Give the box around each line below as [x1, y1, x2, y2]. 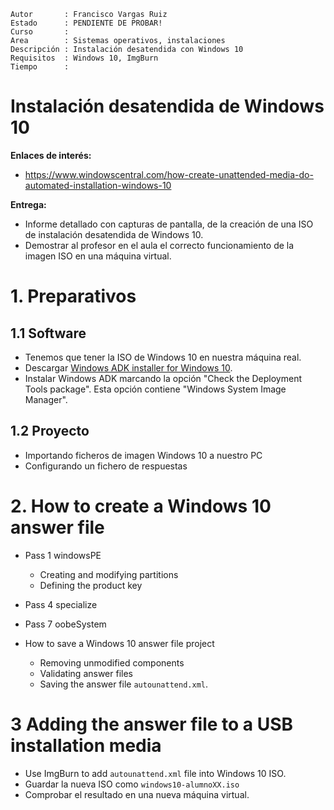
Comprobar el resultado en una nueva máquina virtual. [24, 788, 250, 800]
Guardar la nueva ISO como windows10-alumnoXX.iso [24, 778, 240, 790]
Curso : [10, 27, 70, 37]
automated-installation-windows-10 [24, 179, 172, 191]
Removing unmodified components [39, 656, 185, 669]
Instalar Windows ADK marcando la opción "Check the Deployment [24, 372, 302, 384]
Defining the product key [39, 579, 143, 591]
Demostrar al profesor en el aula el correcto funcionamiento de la [24, 239, 295, 251]
